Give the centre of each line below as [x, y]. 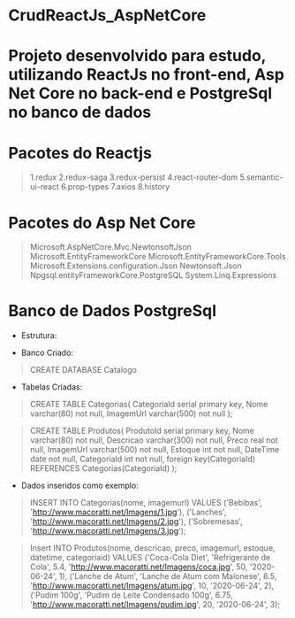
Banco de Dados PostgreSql [113, 311]
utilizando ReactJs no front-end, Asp [146, 75]
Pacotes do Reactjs [80, 153]
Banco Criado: [47, 353]
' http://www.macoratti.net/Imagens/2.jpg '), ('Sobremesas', [136, 521]
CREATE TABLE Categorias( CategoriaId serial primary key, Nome [149, 405]
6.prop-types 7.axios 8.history [115, 187]
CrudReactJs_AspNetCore [107, 15]
